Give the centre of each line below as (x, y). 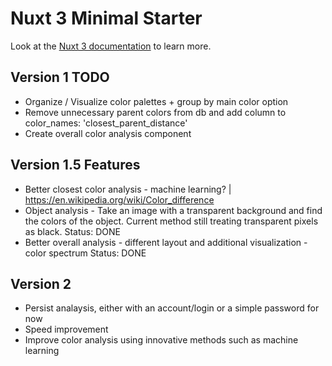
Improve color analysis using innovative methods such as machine (161, 340)
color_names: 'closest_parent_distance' (106, 123)
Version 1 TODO (60, 77)
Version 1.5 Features (75, 165)
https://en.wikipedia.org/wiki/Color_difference (119, 199)
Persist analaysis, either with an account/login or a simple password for (172, 308)
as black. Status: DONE (72, 231)
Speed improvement (66, 329)
